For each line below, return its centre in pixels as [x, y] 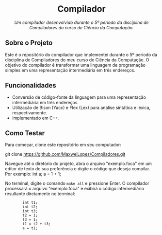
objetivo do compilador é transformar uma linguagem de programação [75, 65]
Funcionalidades [31, 85]
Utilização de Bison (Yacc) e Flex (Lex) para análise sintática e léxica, [81, 108]
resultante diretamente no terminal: [40, 194]
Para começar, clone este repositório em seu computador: [63, 145]
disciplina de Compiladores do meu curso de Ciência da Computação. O [77, 60]
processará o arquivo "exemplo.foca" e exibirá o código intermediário [75, 189]
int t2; [30, 207]
